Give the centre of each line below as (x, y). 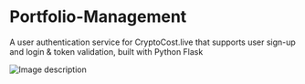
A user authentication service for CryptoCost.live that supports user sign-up (153, 42)
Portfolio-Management (98, 17)
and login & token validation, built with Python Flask (106, 51)
